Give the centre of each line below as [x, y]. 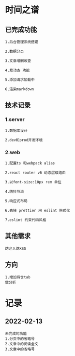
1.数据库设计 [16, 130]
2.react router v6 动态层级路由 [36, 173]
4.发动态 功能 [17, 70]
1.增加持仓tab [18, 277]
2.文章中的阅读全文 [22, 344]
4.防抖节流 [15, 191]
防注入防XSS [16, 248]
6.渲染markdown [20, 89]
